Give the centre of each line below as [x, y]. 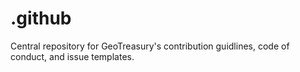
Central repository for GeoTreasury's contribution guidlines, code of [150, 46]
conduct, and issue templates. [72, 56]
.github [41, 18]
